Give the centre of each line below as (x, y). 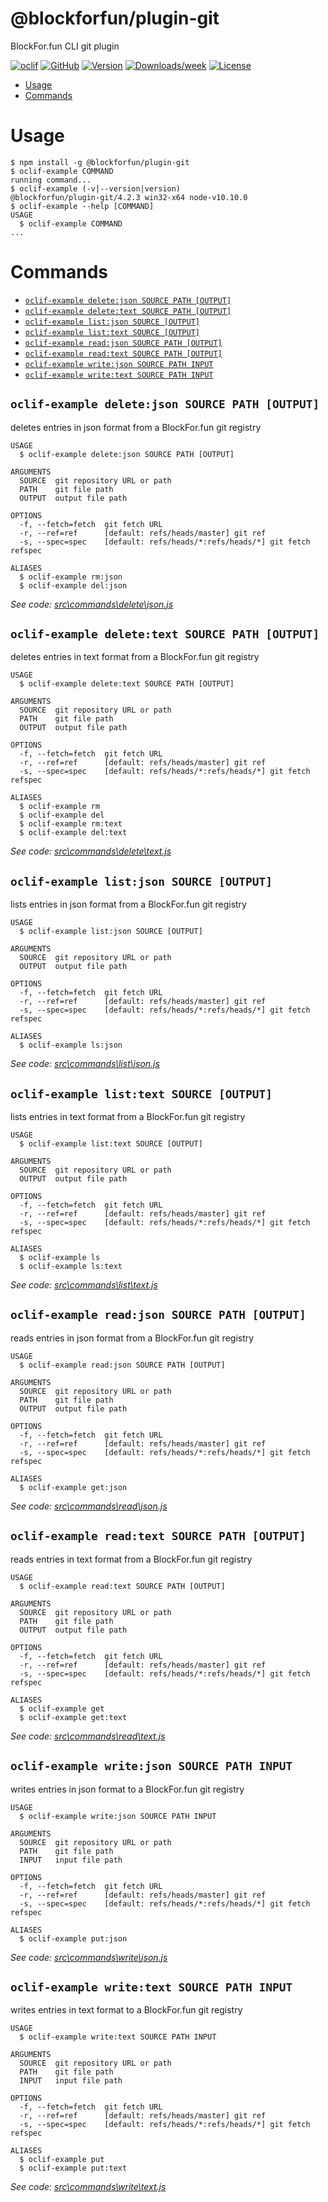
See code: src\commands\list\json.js (85, 1064)
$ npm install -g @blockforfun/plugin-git (100, 162)
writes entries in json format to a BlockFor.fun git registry (127, 1789)
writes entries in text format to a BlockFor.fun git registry (126, 2010)
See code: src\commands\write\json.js (89, 1957)
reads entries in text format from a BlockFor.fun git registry (131, 1559)
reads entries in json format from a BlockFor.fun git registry (132, 1338)
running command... (51, 180)
